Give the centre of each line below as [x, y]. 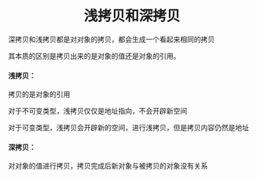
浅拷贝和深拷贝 [132, 16]
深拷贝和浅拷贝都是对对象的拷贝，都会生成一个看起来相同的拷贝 [111, 39]
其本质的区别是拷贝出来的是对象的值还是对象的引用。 [94, 56]
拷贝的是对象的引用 [39, 94]
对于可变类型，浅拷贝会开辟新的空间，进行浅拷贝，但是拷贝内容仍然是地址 [128, 128]
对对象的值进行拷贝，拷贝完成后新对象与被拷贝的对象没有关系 [108, 166]
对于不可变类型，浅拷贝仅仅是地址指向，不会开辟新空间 [97, 111]
